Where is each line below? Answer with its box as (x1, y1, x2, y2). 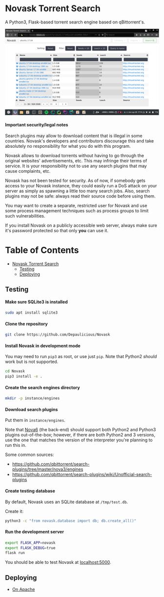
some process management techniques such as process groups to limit (5, 208, 149, 214)
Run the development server (5, 529, 64, 535)
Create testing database (5, 488, 55, 494)
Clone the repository (5, 320, 48, 327)
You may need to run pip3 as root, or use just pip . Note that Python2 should (5, 354, 157, 359)
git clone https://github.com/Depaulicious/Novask (5, 332, 110, 337)
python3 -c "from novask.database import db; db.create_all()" (5, 518, 137, 523)
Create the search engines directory (5, 384, 80, 390)
